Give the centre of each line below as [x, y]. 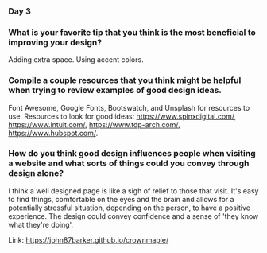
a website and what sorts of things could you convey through [129, 163]
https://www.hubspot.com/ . [53, 133]
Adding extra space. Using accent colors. [76, 60]
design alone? [36, 173]
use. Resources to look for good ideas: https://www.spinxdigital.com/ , [122, 116]
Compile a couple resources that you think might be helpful [125, 80]
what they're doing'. [41, 224]
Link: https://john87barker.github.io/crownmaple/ [89, 239]
